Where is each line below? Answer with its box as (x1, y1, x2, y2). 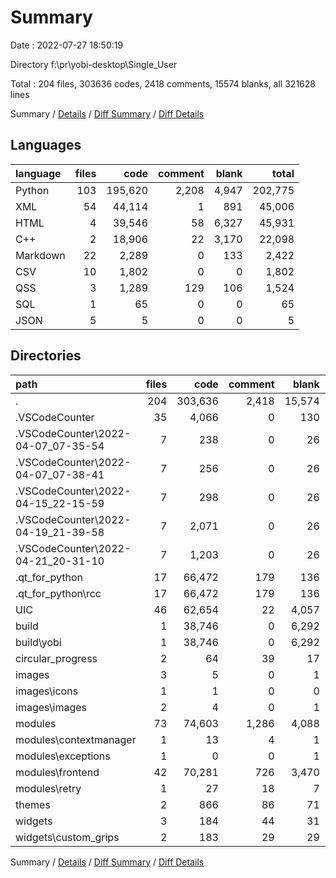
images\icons (15, 684, 79, 698)
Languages (10, 137, 82, 154)
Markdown (15, 248, 66, 262)
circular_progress (15, 651, 98, 665)
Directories (10, 347, 82, 365)
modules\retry (15, 781, 82, 795)
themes (15, 797, 51, 811)
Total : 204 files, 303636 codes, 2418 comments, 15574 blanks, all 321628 (10, 77, 316, 90)
